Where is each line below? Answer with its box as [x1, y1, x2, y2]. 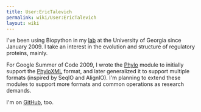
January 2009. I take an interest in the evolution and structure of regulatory [6, 43, 196, 50]
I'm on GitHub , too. [6, 99, 54, 106]
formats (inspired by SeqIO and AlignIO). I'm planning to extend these [6, 74, 181, 82]
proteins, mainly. [6, 50, 48, 57]
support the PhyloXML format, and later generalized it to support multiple [6, 68, 190, 75]
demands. [6, 87, 32, 94]
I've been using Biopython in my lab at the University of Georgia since [6, 37, 182, 44]
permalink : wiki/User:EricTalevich [6, 15, 97, 21]
